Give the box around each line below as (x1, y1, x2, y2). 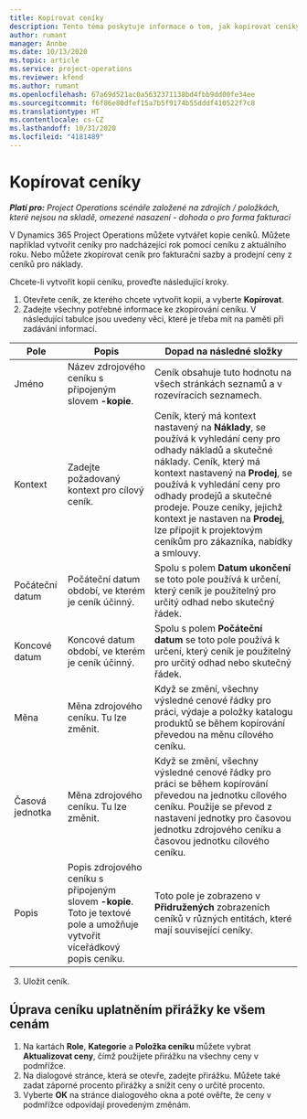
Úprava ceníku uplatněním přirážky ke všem (9, 1002, 266, 1018)
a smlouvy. (153, 546, 201, 559)
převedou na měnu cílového (153, 728, 274, 741)
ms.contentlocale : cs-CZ (9, 115, 104, 124)
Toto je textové (67, 906, 132, 919)
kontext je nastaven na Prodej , (153, 512, 285, 525)
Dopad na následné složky (164, 345, 283, 357)
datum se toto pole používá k (153, 633, 281, 645)
